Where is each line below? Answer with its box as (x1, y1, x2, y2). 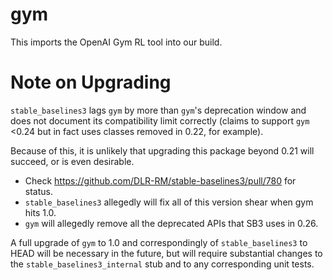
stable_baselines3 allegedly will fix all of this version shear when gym (24, 196, 314, 208)
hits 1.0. (24, 206, 57, 218)
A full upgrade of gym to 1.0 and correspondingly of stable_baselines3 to (10, 236, 308, 248)
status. (24, 185, 53, 197)
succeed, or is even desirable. (10, 155, 135, 167)
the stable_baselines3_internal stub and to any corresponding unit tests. (10, 258, 315, 270)
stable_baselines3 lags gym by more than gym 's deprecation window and (10, 104, 307, 116)
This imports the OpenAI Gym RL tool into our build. (10, 36, 223, 48)
